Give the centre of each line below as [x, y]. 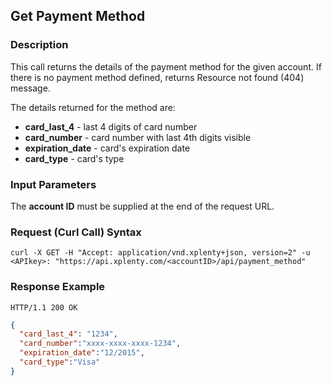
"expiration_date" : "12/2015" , [82, 353]
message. [30, 88]
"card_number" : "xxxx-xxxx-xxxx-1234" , [100, 344]
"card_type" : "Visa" [60, 362]
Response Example [58, 287]
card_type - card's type [74, 158]
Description [39, 45]
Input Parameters [53, 184]
